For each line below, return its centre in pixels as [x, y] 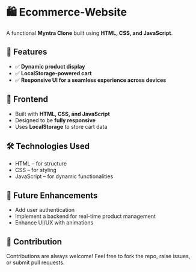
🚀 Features [27, 52]
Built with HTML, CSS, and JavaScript [62, 114]
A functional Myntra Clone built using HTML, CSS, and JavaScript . [90, 33]
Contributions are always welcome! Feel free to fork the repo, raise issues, [98, 256]
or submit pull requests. [35, 262]
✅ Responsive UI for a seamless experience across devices [90, 80]
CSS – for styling [36, 170]
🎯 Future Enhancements [52, 195]
